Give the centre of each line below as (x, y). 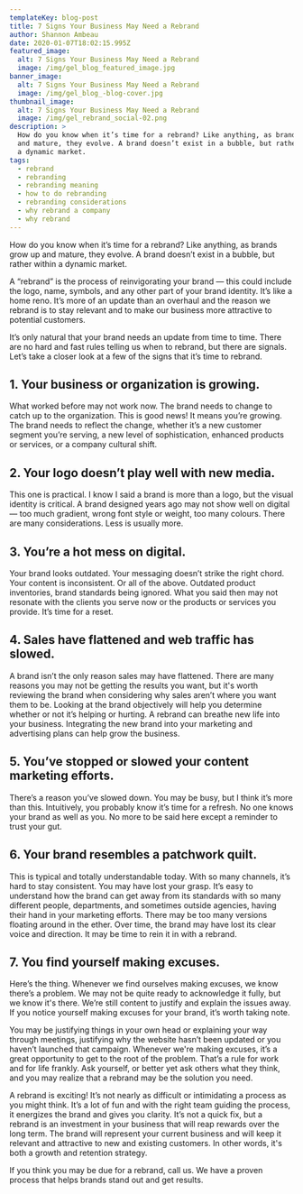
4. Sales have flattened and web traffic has (132, 640)
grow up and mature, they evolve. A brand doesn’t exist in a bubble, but (142, 254)
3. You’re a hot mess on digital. (98, 551)
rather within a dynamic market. (69, 263)
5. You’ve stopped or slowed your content (129, 762)
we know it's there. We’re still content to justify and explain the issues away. (150, 1003)
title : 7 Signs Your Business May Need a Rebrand (105, 26)
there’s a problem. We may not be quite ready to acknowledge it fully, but (145, 994)
